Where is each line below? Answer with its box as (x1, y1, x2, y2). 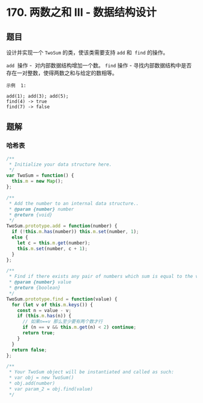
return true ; (22, 330, 56, 336)
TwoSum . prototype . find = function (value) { (6, 296, 118, 302)
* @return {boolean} (8, 285, 61, 291)
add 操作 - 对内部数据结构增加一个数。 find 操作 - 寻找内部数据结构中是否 (6, 62, 192, 69)
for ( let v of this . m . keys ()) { (11, 302, 94, 308)
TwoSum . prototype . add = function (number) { (6, 223, 118, 229)
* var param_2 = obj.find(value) (8, 386, 94, 392)
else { (11, 234, 28, 240)
